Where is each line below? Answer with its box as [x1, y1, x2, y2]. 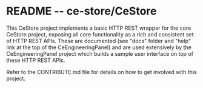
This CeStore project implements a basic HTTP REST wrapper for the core [6, 24, 191, 32]
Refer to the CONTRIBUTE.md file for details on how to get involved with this [6, 68, 197, 75]
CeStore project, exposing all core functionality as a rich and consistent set [6, 30, 194, 38]
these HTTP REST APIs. [6, 56, 65, 64]
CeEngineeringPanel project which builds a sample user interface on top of [6, 50, 194, 57]
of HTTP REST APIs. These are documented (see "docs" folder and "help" [6, 37, 191, 44]
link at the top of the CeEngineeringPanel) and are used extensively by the [6, 44, 192, 51]
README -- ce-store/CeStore [6, 4, 157, 18]
